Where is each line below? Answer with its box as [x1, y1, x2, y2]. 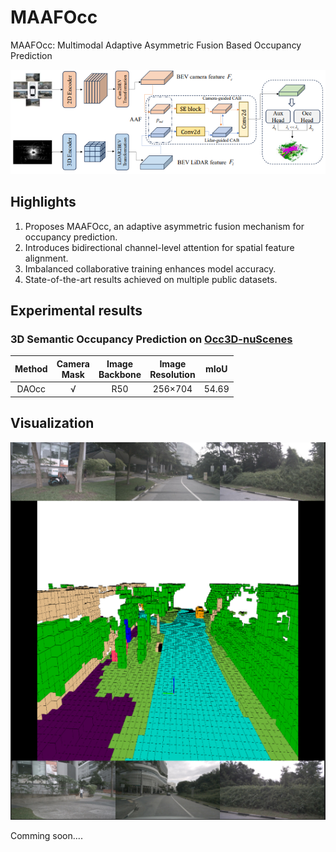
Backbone [98, 368, 142, 380]
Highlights [10, 194, 77, 211]
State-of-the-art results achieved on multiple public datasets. [24, 273, 278, 285]
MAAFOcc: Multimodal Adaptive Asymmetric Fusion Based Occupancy [10, 39, 302, 51]
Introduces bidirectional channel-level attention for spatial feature [24, 241, 295, 253]
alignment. [24, 252, 69, 264]
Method [14, 363, 48, 375]
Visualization [10, 415, 95, 432]
